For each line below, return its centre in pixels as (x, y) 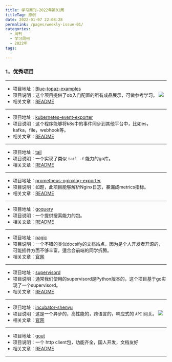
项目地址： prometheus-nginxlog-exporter (57, 180)
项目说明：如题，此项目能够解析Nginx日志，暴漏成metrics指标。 (81, 187)
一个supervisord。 (41, 285)
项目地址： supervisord (37, 272)
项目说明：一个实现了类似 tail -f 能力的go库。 (63, 158)
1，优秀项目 (20, 72)
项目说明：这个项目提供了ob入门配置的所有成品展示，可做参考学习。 (85, 95)
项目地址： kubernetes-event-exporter (53, 117)
